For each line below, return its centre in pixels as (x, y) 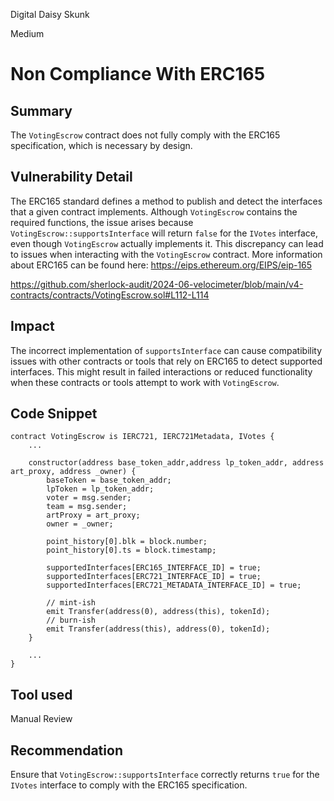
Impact (32, 326)
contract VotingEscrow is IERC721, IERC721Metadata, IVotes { (142, 437)
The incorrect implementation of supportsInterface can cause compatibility (166, 350)
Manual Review (41, 719)
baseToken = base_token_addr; (109, 480)
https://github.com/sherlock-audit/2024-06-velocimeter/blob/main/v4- (157, 284)
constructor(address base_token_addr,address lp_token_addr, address (176, 463)
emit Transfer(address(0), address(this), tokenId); (158, 612)
